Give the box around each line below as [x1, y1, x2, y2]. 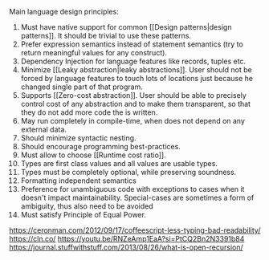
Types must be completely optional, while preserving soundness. [20, 168, 237, 177]
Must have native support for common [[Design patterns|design [20, 22, 232, 31]
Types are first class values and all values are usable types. [20, 159, 218, 168]
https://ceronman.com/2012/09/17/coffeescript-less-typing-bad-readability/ [9, 225, 261, 235]
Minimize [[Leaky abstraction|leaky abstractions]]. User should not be [20, 65, 252, 75]
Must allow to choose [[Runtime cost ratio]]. [20, 150, 167, 160]
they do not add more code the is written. [20, 108, 158, 117]
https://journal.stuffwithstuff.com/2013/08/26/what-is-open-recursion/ [9, 242, 243, 252]
